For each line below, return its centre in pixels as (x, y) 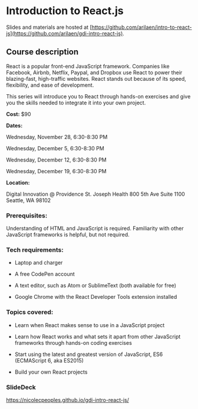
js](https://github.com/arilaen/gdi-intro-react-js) (65, 33)
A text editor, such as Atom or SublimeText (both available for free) (95, 286)
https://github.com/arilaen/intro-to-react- (142, 27)
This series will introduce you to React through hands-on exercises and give (98, 96)
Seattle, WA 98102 (29, 200)
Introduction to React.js (65, 11)
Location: (18, 182)
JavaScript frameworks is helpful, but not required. (68, 235)
